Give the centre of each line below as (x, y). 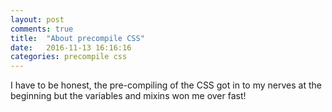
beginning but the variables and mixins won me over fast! (128, 96)
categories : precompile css (69, 57)
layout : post (37, 19)
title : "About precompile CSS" (77, 38)
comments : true (42, 29)
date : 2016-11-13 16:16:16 (71, 47)
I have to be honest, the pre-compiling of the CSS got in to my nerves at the (166, 85)
